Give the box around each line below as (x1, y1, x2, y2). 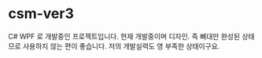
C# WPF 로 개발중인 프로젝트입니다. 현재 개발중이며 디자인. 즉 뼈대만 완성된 (8, 31, 241, 41)
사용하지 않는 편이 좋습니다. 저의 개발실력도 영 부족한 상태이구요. (22, 41, 220, 51)
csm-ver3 (8, 5, 75, 23)
